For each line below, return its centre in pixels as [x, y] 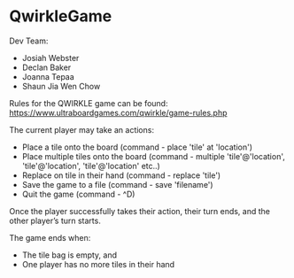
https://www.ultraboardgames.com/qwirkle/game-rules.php [118, 112]
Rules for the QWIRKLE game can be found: [89, 103]
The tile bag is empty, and [70, 255]
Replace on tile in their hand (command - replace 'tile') [121, 175]
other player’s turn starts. [55, 220]
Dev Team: [29, 41]
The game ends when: [50, 237]
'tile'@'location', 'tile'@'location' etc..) [91, 166]
